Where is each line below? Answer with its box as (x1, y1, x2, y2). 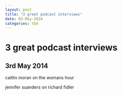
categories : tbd (5, 21, 38, 26)
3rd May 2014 (5, 62, 48, 70)
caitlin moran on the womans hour (5, 75, 75, 81)
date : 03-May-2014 (5, 16, 43, 21)
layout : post (5, 7, 32, 12)
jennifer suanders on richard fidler (5, 84, 74, 90)
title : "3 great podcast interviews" (5, 12, 83, 17)
